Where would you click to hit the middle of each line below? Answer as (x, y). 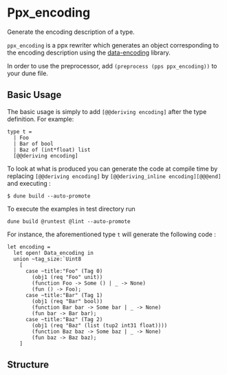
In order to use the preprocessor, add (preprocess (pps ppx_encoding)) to (112, 66)
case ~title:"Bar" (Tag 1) (64, 295)
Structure (28, 365)
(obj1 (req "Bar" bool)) (67, 301)
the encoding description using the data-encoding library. (89, 52)
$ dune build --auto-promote (49, 196)
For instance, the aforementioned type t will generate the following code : (112, 234)
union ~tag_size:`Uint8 (47, 259)
